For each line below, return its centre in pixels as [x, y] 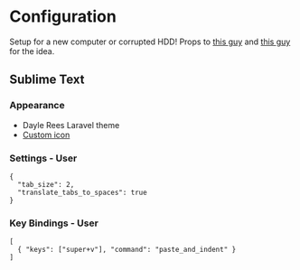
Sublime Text [47, 80]
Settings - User [43, 158]
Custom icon [46, 135]
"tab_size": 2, [46, 184]
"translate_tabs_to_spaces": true [82, 192]
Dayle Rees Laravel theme [71, 125]
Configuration [63, 17]
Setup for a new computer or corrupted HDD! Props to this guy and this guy [150, 42]
